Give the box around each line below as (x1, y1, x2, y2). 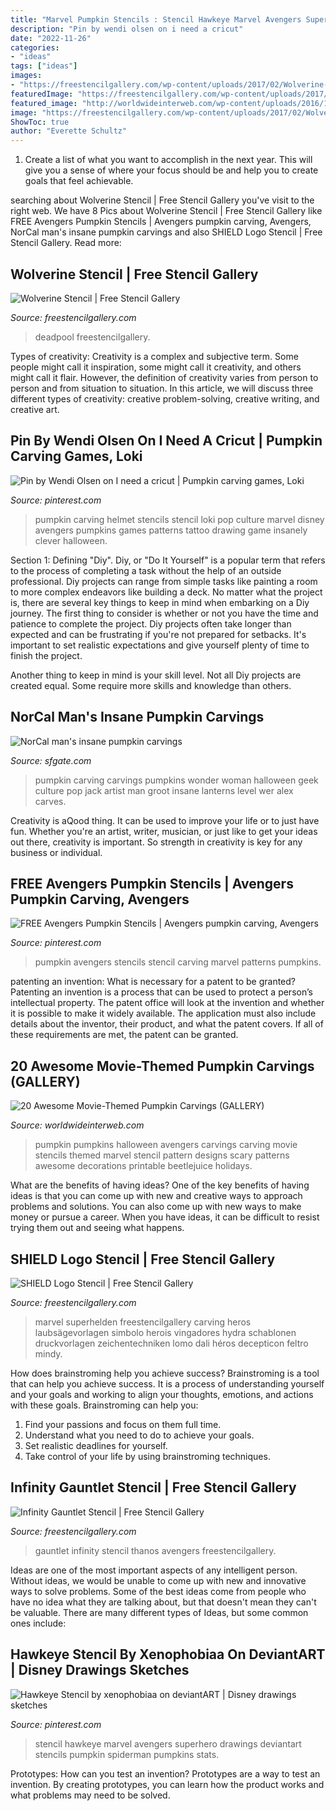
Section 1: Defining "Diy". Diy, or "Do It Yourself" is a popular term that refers (10, 554, 326, 566)
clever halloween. (34, 534, 108, 546)
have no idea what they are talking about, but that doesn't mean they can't (10, 1596, 317, 1608)
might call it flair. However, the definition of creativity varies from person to (10, 371, 319, 383)
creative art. (10, 403, 60, 415)
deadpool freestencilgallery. (34, 331, 151, 343)
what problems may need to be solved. (10, 1789, 171, 1801)
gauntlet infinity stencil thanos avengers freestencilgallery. (34, 1544, 277, 1556)
